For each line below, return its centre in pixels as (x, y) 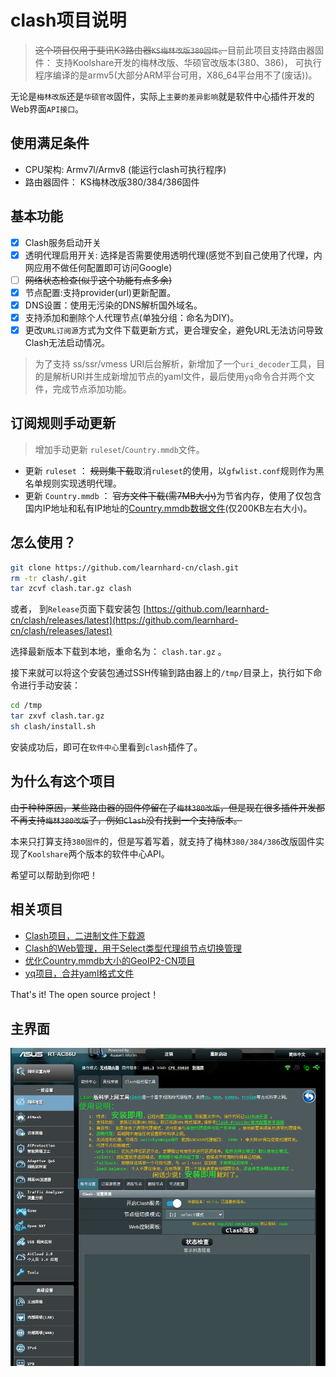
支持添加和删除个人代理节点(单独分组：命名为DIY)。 (132, 317)
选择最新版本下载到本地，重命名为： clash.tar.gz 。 (118, 652)
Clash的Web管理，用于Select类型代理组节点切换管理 (133, 948)
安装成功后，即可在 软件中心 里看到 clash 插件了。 (106, 747)
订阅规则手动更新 (63, 423)
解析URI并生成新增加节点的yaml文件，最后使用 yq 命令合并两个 (179, 376)
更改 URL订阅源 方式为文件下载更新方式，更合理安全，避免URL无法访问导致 (174, 330)
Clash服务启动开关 (63, 242)
